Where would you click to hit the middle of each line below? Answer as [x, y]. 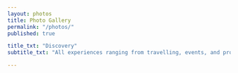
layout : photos [30, 14]
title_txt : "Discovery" [42, 46]
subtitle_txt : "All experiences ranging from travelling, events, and [114, 53]
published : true [31, 33]
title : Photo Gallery [39, 20]
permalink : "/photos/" [41, 27]
